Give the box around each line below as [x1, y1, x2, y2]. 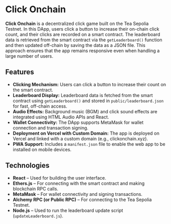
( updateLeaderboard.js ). [12, 213, 64, 219]
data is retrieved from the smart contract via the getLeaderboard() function [5, 37, 162, 43]
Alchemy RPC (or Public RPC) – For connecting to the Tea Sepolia [12, 196, 152, 203]
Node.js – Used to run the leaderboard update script [12, 207, 124, 213]
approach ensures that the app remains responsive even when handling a [5, 47, 160, 54]
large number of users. [5, 53, 54, 59]
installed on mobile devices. [12, 146, 71, 153]
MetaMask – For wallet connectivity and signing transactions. [12, 191, 143, 197]
